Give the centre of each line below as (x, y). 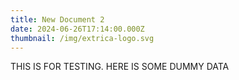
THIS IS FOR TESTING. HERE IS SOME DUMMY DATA (120, 67)
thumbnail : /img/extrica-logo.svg (82, 38)
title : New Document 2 (57, 19)
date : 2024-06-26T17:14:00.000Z (77, 29)
